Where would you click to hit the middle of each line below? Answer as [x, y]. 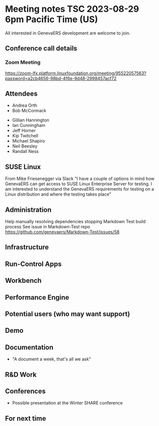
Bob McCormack [29, 111]
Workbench [23, 281]
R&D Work [21, 374]
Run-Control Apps [34, 264]
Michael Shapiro [28, 141]
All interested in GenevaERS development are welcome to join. [68, 33]
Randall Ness [25, 151]
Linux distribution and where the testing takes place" [58, 194]
